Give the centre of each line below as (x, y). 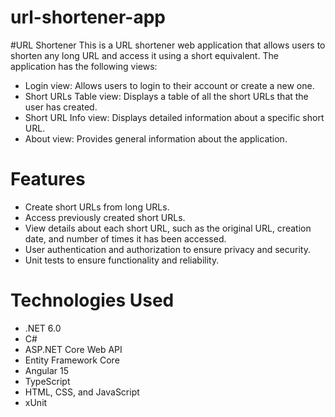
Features (48, 179)
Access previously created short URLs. (105, 217)
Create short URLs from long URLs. (97, 207)
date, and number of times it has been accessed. (125, 238)
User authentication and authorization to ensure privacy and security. (167, 249)
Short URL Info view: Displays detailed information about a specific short (174, 117)
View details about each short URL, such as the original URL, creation (168, 228)
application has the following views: (84, 66)
